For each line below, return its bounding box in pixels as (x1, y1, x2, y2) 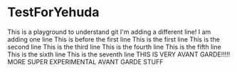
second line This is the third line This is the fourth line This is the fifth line (7, 42, 222, 51)
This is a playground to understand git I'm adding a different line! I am (7, 28, 211, 36)
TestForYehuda (7, 4, 100, 20)
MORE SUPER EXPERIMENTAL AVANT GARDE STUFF (7, 57, 164, 66)
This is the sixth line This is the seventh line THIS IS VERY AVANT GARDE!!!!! (7, 50, 231, 59)
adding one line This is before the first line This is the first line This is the (7, 35, 221, 43)
